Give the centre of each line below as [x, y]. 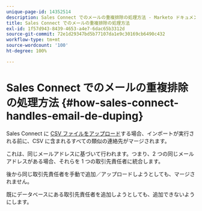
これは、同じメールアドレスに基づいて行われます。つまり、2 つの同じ [92, 153]
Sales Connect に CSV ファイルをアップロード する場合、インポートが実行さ [100, 133]
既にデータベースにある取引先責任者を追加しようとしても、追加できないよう [101, 194]
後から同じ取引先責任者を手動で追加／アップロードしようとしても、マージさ [101, 174]
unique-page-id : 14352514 [38, 12]
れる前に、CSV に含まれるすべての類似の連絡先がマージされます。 [88, 141]
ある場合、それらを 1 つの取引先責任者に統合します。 [98, 161]
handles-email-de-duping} [75, 116]
